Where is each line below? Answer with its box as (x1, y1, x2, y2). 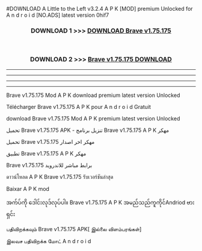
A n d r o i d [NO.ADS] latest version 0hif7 (6, 11, 109, 19)
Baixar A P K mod (6, 185, 50, 192)
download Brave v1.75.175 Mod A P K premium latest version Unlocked (6, 114, 180, 122)
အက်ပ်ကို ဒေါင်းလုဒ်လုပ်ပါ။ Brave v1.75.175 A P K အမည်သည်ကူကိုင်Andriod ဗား (6, 199, 195, 206)
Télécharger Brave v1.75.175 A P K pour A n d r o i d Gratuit (6, 103, 151, 110)
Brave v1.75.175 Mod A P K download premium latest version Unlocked (6, 91, 180, 99)
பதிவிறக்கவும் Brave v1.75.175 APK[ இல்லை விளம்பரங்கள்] (6, 225, 142, 232)
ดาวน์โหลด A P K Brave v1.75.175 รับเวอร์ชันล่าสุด (6, 173, 114, 180)
